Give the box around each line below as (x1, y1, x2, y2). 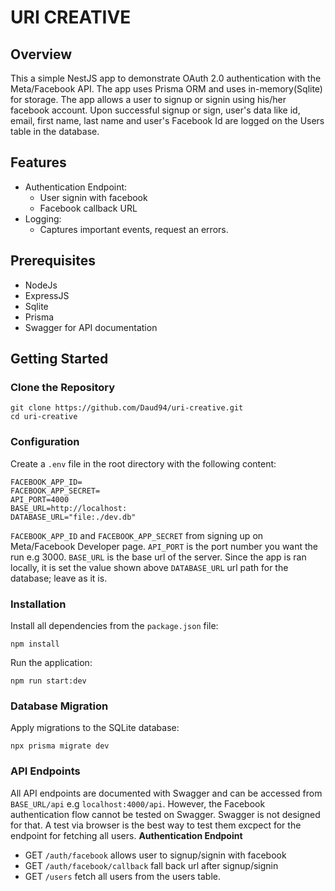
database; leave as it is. (10, 572, 108, 584)
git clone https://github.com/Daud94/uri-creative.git (10, 403, 244, 413)
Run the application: (10, 656, 93, 668)
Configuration (10, 435, 80, 449)
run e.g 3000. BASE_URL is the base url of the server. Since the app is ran (10, 551, 307, 563)
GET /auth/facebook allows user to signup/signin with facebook (24, 849, 287, 861)
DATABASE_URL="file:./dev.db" (10, 512, 137, 522)
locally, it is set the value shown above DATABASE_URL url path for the (10, 561, 289, 573)
